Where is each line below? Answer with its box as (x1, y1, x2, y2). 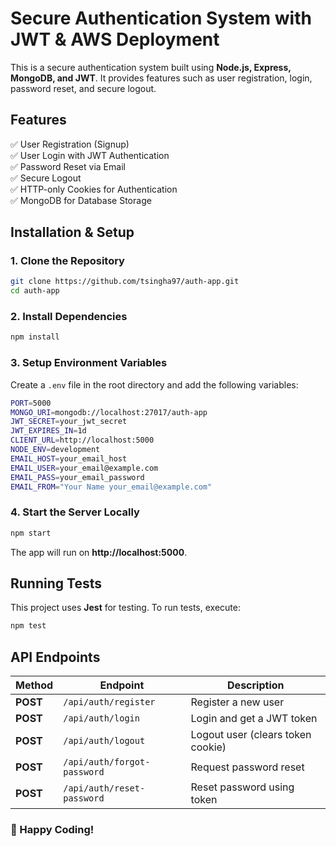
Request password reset (190, 760, 305, 774)
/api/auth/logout (63, 735, 146, 747)
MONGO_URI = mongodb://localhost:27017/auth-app (10, 407, 208, 417)
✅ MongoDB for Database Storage (10, 194, 152, 206)
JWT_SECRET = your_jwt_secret (10, 417, 128, 427)
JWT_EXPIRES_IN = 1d (10, 426, 87, 436)
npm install (10, 332, 60, 342)
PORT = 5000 (10, 398, 52, 408)
